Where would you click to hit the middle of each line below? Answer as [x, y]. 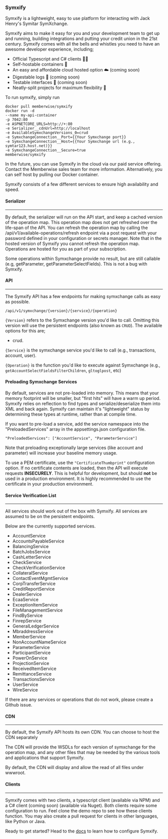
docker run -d [20, 111]
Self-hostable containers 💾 [40, 64]
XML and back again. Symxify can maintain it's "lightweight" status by [77, 408]
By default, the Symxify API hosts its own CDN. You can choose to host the [82, 732]
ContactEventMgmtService [40, 578]
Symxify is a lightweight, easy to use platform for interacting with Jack [77, 18]
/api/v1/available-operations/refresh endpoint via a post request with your [81, 233]
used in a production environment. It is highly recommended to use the [78, 478]
